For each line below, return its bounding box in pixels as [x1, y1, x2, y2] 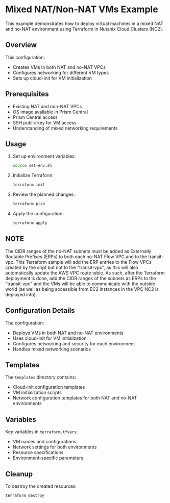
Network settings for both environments [12, 444, 97, 450]
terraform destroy [5, 493, 44, 498]
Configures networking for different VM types [12, 69, 109, 76]
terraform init [12, 182, 45, 187]
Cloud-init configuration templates [12, 384, 85, 390]
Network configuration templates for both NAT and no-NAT [12, 395, 137, 401]
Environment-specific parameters [12, 455, 84, 461]
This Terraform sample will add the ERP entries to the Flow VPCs [15, 259, 152, 265]
